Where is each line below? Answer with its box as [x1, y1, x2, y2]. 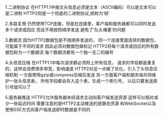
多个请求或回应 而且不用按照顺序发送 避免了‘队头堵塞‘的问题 [5, 27, 126, 33]
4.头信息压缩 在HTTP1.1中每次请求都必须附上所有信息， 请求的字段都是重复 [5, 60, 156, 65]
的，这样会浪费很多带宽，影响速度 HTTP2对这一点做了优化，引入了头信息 [5, 66, 153, 72]
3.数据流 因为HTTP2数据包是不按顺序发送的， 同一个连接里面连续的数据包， [5, 37, 159, 43]
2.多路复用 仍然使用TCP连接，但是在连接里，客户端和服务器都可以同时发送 [5, 21, 156, 26]
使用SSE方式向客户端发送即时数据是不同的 [5, 107, 91, 112]
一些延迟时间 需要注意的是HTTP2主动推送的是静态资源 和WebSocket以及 [9, 100, 157, 106]
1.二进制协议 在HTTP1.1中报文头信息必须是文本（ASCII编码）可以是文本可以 [5, 4, 157, 10]
